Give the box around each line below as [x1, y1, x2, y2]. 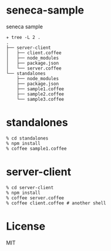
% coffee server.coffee [6, 195, 65, 201]
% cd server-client [6, 184, 54, 190]
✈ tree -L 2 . [6, 34, 41, 40]
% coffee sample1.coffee [6, 146, 67, 151]
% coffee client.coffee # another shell [6, 200, 107, 206]
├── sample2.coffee [16, 91, 65, 97]
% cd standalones [6, 135, 49, 141]
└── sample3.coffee [16, 96, 65, 102]
